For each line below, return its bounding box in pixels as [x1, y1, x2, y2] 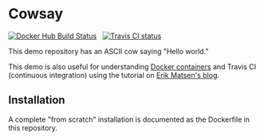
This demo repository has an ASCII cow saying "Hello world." [8, 46, 209, 56]
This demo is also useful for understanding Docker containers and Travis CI [8, 61, 257, 72]
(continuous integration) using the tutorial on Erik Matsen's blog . [8, 70, 220, 80]
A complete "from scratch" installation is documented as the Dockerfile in [8, 115, 250, 124]
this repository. [8, 122, 58, 132]
